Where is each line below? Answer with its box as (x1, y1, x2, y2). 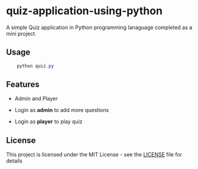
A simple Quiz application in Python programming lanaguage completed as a (6, 24, 193, 31)
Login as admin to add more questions (14, 107, 109, 114)
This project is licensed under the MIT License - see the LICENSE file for (6, 151, 182, 158)
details (6, 157, 22, 164)
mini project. (6, 30, 37, 37)
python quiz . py (17, 63, 54, 69)
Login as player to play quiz (14, 118, 83, 125)
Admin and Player (14, 95, 58, 102)
